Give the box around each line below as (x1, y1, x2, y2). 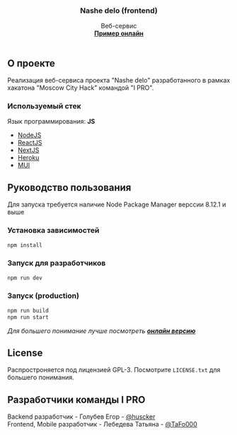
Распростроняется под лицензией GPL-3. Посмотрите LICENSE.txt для (7, 366, 221, 374)
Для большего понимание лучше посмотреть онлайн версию (7, 326, 196, 335)
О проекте (7, 57, 55, 69)
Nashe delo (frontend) (80, 6, 158, 16)
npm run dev (7, 274, 42, 282)
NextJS (17, 146, 40, 154)
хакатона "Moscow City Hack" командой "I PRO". (7, 83, 154, 92)
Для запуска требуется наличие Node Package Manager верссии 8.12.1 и (7, 200, 226, 209)
